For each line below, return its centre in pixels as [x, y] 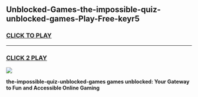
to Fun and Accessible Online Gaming [53, 88]
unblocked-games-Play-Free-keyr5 [73, 19]
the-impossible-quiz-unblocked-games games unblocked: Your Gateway [98, 81]
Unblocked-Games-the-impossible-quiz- [83, 10]
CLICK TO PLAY [29, 36]
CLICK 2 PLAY [27, 58]
